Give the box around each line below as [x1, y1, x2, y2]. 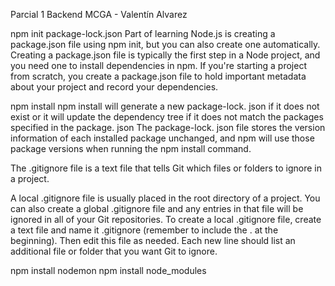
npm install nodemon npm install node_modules [10, 265, 207, 276]
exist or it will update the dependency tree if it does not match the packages [10, 111, 324, 123]
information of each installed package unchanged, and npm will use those [10, 132, 315, 144]
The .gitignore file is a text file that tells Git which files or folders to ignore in [10, 162, 322, 174]
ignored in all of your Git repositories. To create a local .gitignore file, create [10, 214, 322, 225]
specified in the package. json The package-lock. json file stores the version [10, 122, 326, 133]
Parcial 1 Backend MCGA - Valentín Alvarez [10, 9, 188, 20]
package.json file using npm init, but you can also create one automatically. [10, 39, 321, 50]
